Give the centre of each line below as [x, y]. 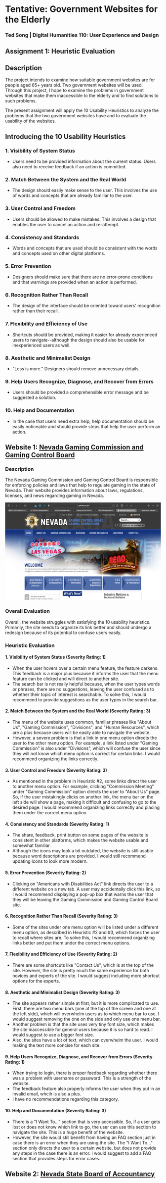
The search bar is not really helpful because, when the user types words [86, 684]
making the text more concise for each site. [56, 1045]
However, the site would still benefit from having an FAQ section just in [84, 1137]
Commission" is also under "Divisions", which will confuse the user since [86, 748]
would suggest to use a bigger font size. [53, 1035]
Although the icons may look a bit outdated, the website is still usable [83, 851]
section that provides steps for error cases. [56, 1158]
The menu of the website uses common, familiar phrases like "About [82, 722]
